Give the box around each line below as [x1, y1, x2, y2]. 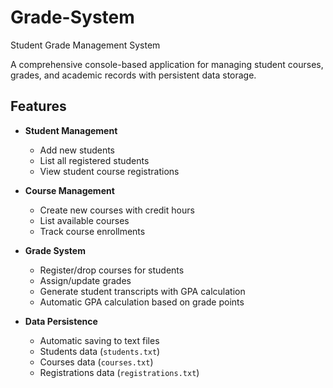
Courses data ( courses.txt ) [39, 356, 154, 368]
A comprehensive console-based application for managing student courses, [10, 58, 324, 70]
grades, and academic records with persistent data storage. [10, 69, 257, 81]
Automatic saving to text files [39, 334, 160, 346]
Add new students [39, 144, 115, 156]
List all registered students [39, 154, 150, 166]
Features [10, 98, 67, 115]
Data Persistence [24, 315, 98, 327]
